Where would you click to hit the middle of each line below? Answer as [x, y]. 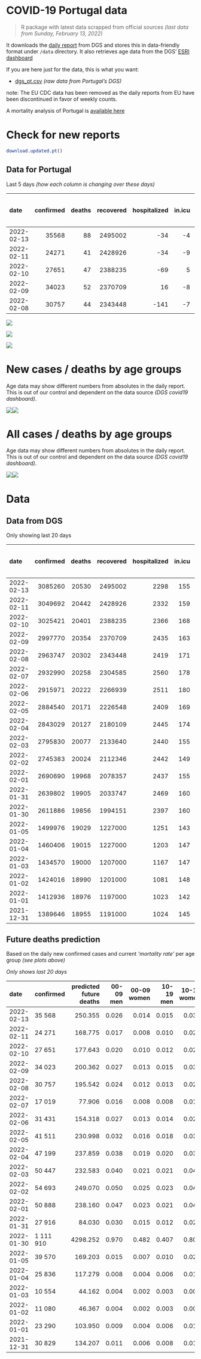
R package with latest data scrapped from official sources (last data [104, 27]
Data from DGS [34, 521]
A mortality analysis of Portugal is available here [66, 110]
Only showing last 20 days [39, 535]
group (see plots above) [36, 960]
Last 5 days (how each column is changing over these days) [81, 184]
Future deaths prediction [53, 939]
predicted [86, 986]
